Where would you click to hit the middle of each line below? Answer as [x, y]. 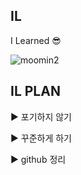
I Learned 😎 [36, 40]
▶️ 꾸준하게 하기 [41, 138]
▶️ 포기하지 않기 [41, 116]
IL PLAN [35, 91]
